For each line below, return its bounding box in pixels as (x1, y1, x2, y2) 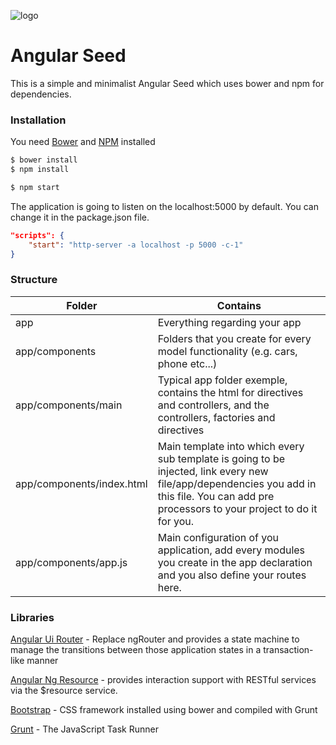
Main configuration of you (157, 530, 280, 544)
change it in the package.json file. (10, 211, 150, 223)
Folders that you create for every (157, 331, 312, 345)
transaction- (263, 644, 314, 656)
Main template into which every (157, 439, 305, 453)
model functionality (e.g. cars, (157, 344, 298, 358)
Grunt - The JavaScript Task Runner (10, 723, 159, 735)
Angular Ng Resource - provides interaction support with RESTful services (10, 674, 317, 686)
